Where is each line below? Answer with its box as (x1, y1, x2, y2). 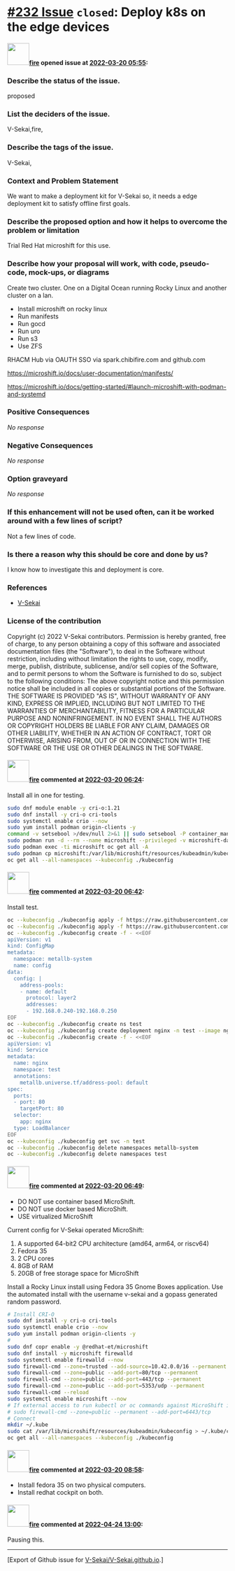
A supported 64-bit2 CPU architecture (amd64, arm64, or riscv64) (17, 1239, 210, 1248)
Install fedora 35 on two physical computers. (17, 1481, 146, 1489)
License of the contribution (7, 617, 101, 626)
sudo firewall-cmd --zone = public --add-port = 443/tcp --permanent (7, 1376, 201, 1383)
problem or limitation (7, 225, 80, 235)
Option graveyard (7, 474, 69, 484)
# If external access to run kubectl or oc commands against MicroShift (7, 1402, 224, 1409)
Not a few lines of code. (7, 532, 76, 540)
